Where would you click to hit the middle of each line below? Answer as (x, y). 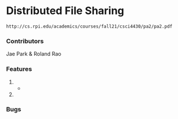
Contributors (25, 41)
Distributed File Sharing (65, 11)
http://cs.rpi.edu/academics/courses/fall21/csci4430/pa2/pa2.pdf (89, 26)
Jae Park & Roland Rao (34, 54)
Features (19, 69)
